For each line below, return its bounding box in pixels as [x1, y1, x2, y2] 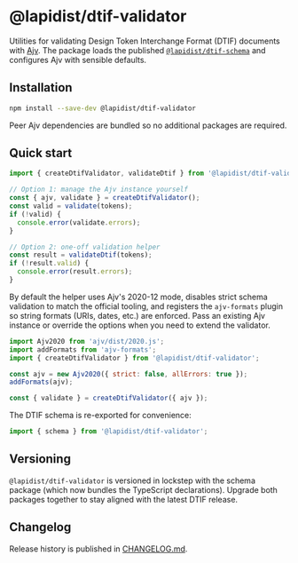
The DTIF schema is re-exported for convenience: [9, 410, 192, 421]
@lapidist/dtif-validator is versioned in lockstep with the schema [9, 475, 255, 486]
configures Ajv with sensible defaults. [9, 54, 147, 65]
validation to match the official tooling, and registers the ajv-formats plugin [9, 300, 284, 312]
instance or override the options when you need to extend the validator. [9, 320, 271, 330]
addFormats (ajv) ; [9, 377, 74, 387]
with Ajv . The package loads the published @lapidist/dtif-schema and [9, 44, 266, 55]
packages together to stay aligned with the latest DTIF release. [9, 494, 238, 504]
